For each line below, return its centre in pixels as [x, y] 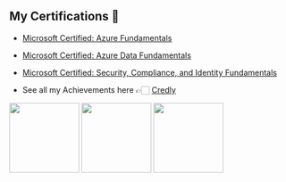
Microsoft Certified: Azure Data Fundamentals [107, 55]
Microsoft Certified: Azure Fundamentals [97, 37]
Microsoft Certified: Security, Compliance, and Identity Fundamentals [149, 72]
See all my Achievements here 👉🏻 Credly [99, 89]
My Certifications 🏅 [64, 17]
